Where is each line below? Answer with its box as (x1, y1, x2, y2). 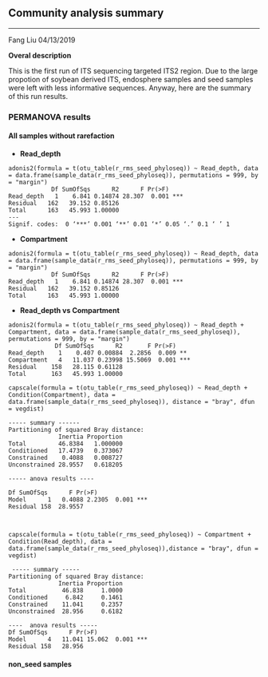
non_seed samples (8, 659, 72, 669)
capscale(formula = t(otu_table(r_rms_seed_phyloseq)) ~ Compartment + (8, 530, 251, 538)
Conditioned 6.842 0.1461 (8, 593, 124, 601)
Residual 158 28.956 (8, 642, 84, 650)
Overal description (8, 50, 72, 60)
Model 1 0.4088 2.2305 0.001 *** (8, 495, 148, 504)
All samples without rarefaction (8, 131, 115, 141)
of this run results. (8, 91, 69, 101)
